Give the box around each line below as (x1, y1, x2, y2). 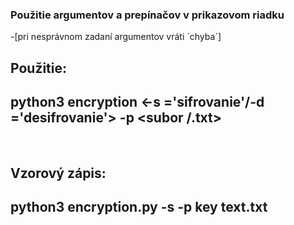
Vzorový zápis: (10, 164, 107, 182)
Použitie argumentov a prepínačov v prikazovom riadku (10, 8, 285, 22)
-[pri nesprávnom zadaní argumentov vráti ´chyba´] (10, 31, 222, 43)
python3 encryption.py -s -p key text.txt (10, 199, 268, 216)
